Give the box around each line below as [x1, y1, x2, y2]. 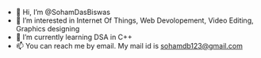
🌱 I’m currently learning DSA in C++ [15, 32, 132, 42]
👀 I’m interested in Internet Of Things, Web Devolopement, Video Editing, [15, 16, 254, 25]
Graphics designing [15, 24, 80, 33]
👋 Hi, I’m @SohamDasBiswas [15, 8, 111, 16]
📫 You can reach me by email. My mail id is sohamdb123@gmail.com [15, 42, 244, 50]
